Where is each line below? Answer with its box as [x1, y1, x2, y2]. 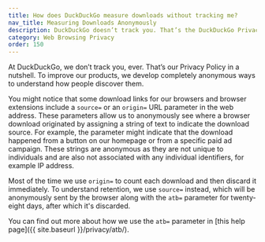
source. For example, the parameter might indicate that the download [8, 127, 233, 137]
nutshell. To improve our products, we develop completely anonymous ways [8, 71, 256, 80]
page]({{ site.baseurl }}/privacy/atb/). [8, 225, 129, 234]
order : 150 [8, 41, 44, 49]
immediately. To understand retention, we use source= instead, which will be [8, 185, 256, 194]
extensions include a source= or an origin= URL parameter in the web [8, 103, 234, 112]
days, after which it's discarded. [26, 201, 131, 211]
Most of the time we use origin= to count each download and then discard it [8, 176, 256, 185]
